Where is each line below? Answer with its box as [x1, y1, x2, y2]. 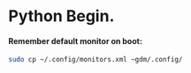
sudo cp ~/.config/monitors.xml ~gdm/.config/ [8, 55, 183, 64]
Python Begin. [8, 6, 115, 26]
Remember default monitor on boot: [8, 35, 143, 46]
